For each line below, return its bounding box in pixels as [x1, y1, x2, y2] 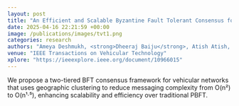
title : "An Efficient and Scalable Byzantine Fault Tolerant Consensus [7, 17, 224, 24]
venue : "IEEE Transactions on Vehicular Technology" [7, 50, 167, 57]
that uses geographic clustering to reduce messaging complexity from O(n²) [7, 83, 231, 92]
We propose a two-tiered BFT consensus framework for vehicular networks [7, 76, 229, 84]
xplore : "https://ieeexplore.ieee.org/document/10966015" [7, 57, 183, 64]
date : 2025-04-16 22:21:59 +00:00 [7, 23, 110, 30]
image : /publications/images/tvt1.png [7, 30, 122, 37]
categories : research [7, 37, 72, 44]
